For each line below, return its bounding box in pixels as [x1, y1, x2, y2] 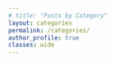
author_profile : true [8, 33, 80, 42]
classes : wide [8, 41, 55, 49]
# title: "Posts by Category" [8, 11, 108, 20]
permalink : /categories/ [8, 26, 90, 34]
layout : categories [8, 19, 73, 27]
